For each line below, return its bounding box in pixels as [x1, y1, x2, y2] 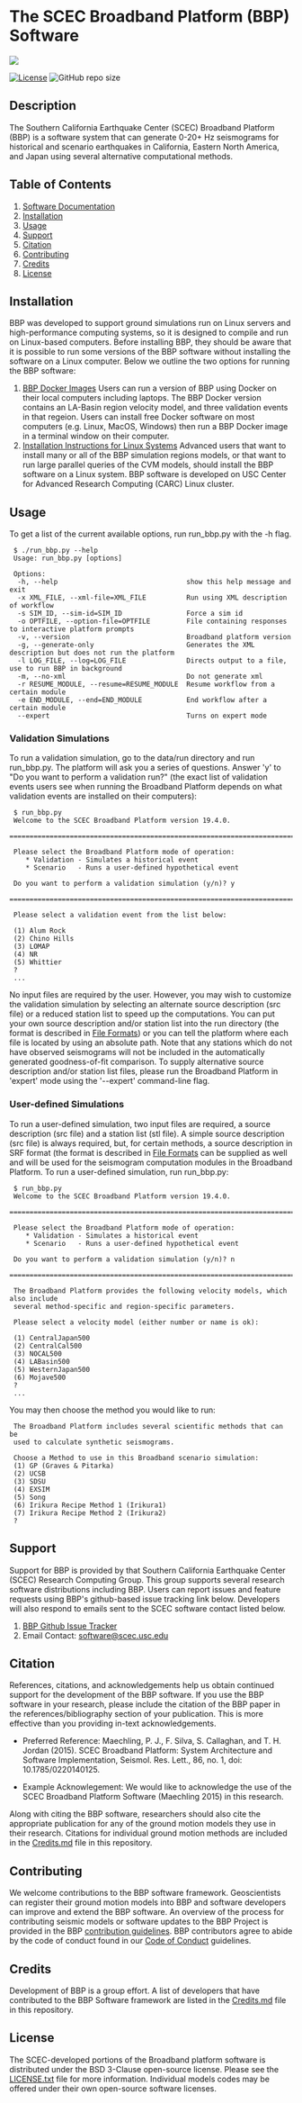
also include [9, 1294, 58, 1303]
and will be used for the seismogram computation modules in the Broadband [9, 1157, 293, 1168]
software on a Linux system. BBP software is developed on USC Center [22, 469, 287, 480]
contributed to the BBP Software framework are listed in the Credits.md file [9, 1995, 287, 2006]
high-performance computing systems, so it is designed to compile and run [9, 327, 289, 338]
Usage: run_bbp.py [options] [13, 554, 123, 564]
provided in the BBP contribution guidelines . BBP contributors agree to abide [9, 1926, 293, 1936]
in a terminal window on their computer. [22, 430, 170, 442]
